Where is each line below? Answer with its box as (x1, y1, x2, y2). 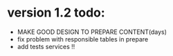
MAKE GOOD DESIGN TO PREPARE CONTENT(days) (17, 28, 167, 36)
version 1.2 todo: (7, 5, 105, 21)
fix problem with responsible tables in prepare (17, 35, 149, 43)
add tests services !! (17, 42, 75, 50)
